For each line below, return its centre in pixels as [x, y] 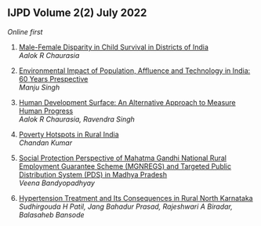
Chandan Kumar [45, 142]
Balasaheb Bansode [51, 214]
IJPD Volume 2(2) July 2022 [77, 13]
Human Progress [46, 111]
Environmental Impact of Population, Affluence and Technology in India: [134, 71]
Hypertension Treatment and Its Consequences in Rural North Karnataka [136, 198]
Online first [25, 31]
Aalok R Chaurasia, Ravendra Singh [76, 119]
